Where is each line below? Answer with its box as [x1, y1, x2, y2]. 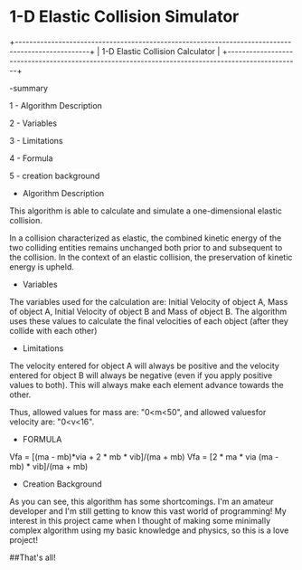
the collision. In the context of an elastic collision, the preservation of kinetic [9, 252, 293, 262]
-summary [9, 82, 48, 93]
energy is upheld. [9, 261, 75, 272]
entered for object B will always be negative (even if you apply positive [9, 369, 273, 381]
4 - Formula [9, 152, 53, 164]
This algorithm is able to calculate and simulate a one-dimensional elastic [9, 205, 282, 216]
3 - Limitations [9, 135, 63, 146]
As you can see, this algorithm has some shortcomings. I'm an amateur [9, 496, 274, 507]
